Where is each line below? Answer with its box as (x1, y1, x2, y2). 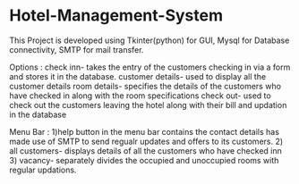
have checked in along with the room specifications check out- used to (9, 90, 271, 101)
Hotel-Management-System (9, 5, 224, 26)
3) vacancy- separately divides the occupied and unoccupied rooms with (9, 155, 279, 165)
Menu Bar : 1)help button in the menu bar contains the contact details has (9, 126, 280, 137)
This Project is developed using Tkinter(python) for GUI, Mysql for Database (9, 35, 290, 46)
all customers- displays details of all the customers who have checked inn (9, 145, 282, 156)
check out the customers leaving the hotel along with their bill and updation (9, 99, 287, 110)
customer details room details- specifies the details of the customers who (9, 80, 282, 91)
